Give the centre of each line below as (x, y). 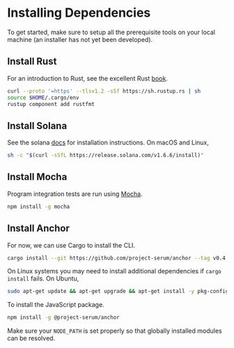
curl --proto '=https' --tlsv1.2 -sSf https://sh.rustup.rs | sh (104, 91)
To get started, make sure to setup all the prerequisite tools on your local (111, 32)
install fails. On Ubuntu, (43, 279)
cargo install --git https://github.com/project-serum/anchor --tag (109, 258)
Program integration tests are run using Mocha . (75, 194)
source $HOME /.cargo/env (43, 98)
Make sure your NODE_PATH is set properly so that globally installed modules (115, 331)
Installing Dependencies (79, 13)
